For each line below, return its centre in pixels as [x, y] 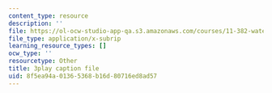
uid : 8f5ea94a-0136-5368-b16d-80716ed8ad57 [83, 76]
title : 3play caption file [54, 69]
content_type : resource [49, 16]
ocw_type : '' [30, 53]
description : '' [36, 23]
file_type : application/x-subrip [65, 38]
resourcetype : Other [43, 61]
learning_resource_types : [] [57, 46]
